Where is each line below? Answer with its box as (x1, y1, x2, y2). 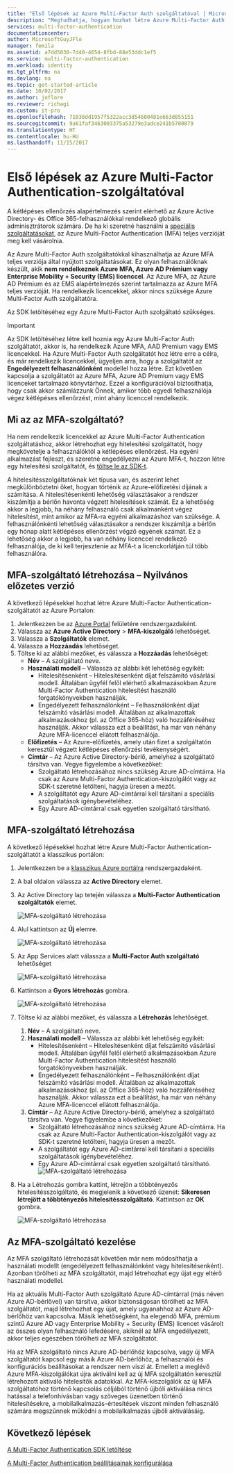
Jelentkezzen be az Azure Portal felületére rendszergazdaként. (17, 619, 198, 628)
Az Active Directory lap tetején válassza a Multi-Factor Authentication (17, 890, 221, 899)
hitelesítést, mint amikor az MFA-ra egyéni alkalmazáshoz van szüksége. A (7, 512, 221, 521)
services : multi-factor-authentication (7, 23, 123, 30)
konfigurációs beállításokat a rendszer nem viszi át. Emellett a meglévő (7, 1363, 210, 1371)
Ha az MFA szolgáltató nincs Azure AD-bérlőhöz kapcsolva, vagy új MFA (7, 1348, 215, 1356)
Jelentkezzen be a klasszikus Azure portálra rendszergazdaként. (17, 863, 202, 872)
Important (7, 321, 35, 330)
